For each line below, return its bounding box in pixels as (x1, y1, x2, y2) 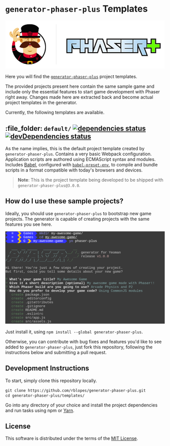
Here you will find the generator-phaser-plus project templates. (5, 74, 138, 80)
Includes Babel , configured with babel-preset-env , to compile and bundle (5, 162, 158, 168)
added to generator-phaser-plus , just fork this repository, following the (5, 344, 153, 350)
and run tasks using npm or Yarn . (5, 407, 74, 414)
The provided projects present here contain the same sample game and (5, 83, 155, 89)
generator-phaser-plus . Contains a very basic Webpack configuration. (5, 151, 152, 157)
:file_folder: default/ (5, 124, 72, 132)
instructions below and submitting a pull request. (5, 349, 107, 355)
